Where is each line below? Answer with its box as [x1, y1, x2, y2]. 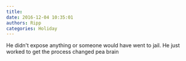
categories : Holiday [6, 25, 58, 32]
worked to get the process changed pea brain [6, 48, 119, 56]
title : [6, 8, 23, 15]
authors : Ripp [6, 20, 42, 26]
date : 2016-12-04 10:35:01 [6, 14, 74, 20]
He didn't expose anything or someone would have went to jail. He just [6, 42, 181, 49]
